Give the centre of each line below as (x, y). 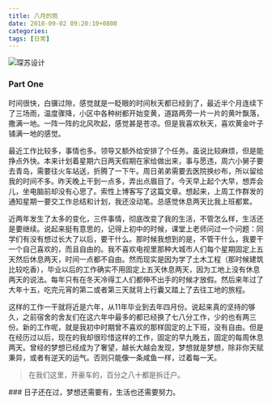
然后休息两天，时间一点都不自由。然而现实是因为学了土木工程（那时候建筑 (139, 259)
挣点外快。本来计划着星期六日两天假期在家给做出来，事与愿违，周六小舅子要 (136, 161)
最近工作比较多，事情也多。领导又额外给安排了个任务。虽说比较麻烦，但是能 (136, 150)
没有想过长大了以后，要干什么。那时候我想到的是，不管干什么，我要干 (147, 239)
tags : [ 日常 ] (29, 39)
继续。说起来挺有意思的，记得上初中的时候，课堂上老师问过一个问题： (139, 229)
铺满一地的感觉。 (37, 133)
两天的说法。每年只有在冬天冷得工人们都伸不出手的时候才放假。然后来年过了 (136, 279)
